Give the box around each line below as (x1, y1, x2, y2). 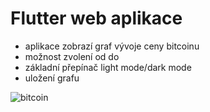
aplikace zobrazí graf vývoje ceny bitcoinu (24, 40, 200, 52)
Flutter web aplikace (10, 7, 183, 30)
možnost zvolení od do (24, 50, 120, 62)
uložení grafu (24, 72, 80, 84)
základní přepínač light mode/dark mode (24, 61, 192, 73)
